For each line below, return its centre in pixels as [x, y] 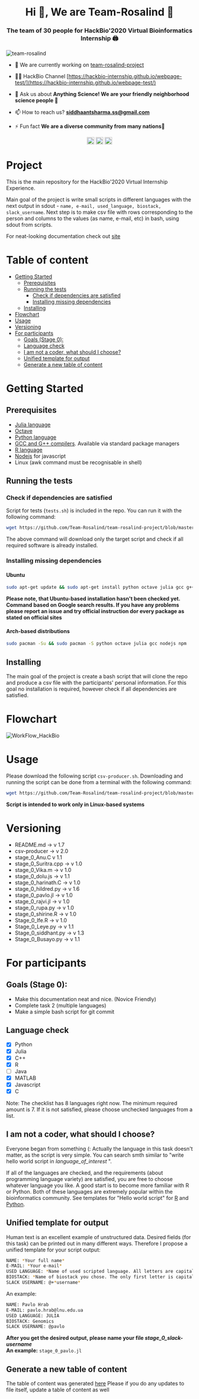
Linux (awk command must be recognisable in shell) [78, 462]
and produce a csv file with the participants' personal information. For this [96, 682]
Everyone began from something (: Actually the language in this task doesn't [99, 1148]
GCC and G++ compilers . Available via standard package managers [97, 443]
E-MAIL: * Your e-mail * [34, 1266]
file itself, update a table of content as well [58, 1390]
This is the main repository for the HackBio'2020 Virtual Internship [87, 182]
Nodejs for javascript [40, 456]
